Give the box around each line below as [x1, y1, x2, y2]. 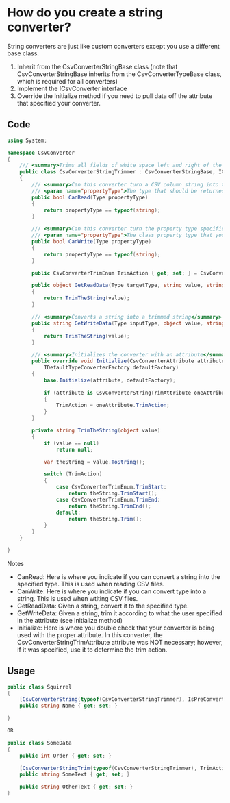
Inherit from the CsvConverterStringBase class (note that [16, 62, 178, 71]
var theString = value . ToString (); [43, 458, 146, 465]
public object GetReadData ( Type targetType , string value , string [31, 282, 225, 289]
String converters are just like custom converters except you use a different [7, 42, 220, 50]
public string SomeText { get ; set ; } [19, 771, 130, 778]
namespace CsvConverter [7, 149, 75, 156]
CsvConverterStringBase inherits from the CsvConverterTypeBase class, [16, 70, 222, 78]
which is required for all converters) [16, 77, 118, 85]
